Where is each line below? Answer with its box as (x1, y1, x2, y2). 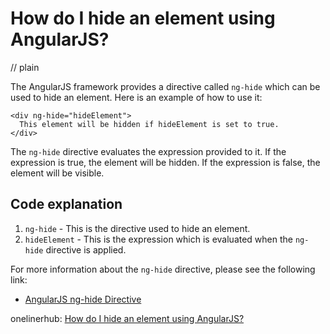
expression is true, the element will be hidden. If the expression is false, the (10, 156, 321, 168)
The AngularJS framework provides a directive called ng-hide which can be (10, 80, 321, 92)
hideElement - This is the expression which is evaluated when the (24, 233, 293, 245)
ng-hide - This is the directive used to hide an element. (24, 222, 251, 234)
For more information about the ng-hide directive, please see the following (10, 263, 316, 275)
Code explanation (10, 196, 123, 213)
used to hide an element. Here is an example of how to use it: (10, 91, 263, 103)
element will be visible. (10, 167, 105, 179)
